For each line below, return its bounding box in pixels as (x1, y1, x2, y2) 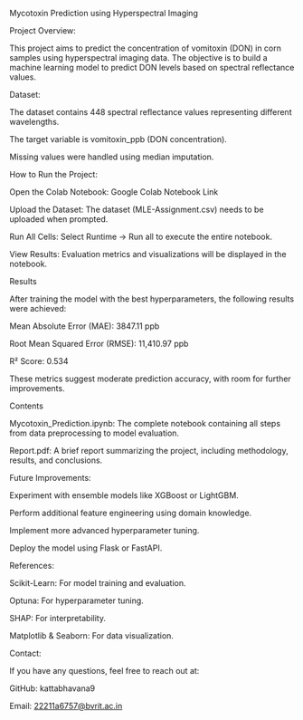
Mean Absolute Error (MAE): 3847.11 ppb (9, 321, 160, 331)
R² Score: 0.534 (9, 356, 69, 366)
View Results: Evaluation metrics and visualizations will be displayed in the (9, 249, 287, 259)
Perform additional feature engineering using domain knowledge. (9, 507, 252, 518)
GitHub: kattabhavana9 (9, 683, 96, 694)
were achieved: (9, 303, 67, 313)
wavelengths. (9, 117, 60, 127)
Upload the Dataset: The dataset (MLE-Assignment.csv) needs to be (9, 204, 264, 215)
